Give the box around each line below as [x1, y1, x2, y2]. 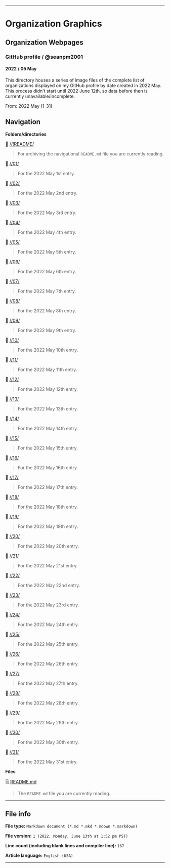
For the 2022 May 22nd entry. [17, 582, 80, 588]
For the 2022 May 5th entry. [17, 249, 76, 255]
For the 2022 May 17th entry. [17, 484, 78, 490]
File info [5, 809, 31, 818]
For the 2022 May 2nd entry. [17, 190, 77, 196]
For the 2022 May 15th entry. [17, 445, 78, 451]
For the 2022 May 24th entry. [17, 621, 79, 628]
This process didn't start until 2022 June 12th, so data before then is [5, 88, 148, 94]
